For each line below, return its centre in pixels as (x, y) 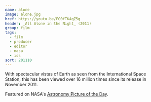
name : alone (17, 10)
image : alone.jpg (23, 14)
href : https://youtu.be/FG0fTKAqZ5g (43, 19)
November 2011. (21, 85)
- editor (19, 46)
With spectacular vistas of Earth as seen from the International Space (76, 74)
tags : (11, 33)
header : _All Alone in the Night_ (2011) (48, 23)
